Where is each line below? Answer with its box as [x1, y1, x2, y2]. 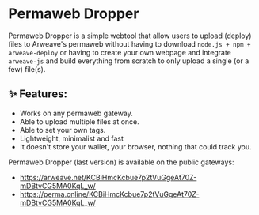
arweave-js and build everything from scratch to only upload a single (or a [8, 56, 249, 66]
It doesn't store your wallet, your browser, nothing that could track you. [19, 141, 252, 151]
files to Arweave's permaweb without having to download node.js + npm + [8, 39, 251, 48]
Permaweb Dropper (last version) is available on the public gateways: [8, 157, 234, 167]
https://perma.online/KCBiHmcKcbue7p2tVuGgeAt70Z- [19, 189, 200, 198]
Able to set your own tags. [19, 125, 106, 134]
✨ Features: [8, 88, 67, 101]
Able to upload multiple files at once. [19, 116, 140, 126]
